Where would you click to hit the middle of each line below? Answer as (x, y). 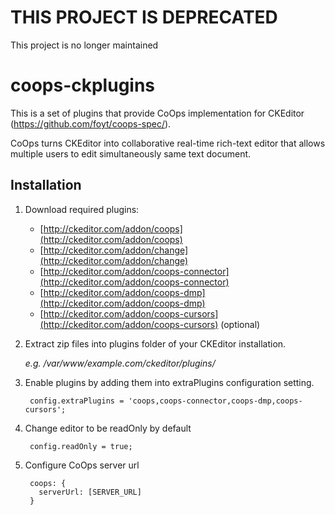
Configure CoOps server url (82, 465)
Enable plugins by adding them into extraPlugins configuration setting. (169, 382)
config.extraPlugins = (77, 401)
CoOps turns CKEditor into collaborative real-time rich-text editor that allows (168, 143)
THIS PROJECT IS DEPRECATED (144, 17)
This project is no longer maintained (84, 45)
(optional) (240, 324)
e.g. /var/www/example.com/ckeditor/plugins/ (120, 363)
